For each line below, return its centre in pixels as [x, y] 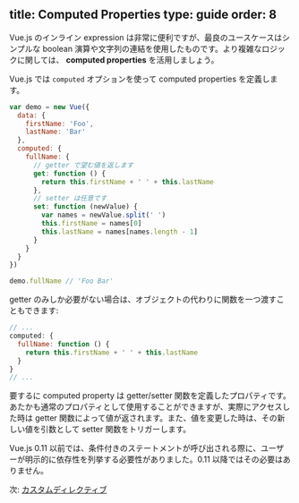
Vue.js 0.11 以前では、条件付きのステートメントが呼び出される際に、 [135, 448]
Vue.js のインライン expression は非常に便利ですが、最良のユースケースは [146, 37]
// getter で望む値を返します [83, 165]
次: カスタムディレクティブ [58, 490]
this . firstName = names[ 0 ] [92, 224]
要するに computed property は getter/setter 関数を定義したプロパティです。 [150, 396]
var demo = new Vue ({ [50, 107]
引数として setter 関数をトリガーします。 [115, 430]
